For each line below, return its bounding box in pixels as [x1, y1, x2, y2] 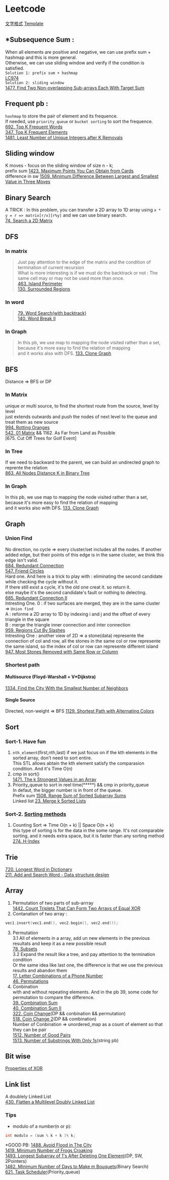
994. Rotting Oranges [5, 424, 50, 430]
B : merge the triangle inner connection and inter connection [5, 621, 131, 628]
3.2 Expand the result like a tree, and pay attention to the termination [12, 951, 155, 957]
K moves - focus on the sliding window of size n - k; [5, 163, 114, 169]
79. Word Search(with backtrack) [17, 310, 87, 316]
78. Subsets [12, 946, 38, 952]
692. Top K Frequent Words [5, 124, 63, 130]
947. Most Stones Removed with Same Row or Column [5, 648, 119, 654]
